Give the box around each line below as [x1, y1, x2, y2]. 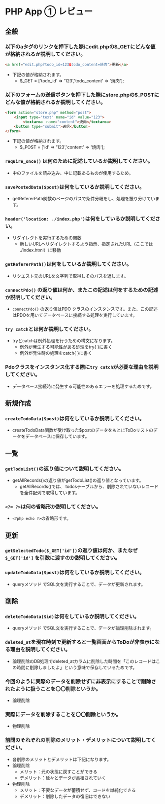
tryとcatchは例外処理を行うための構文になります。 [12, 338, 116, 344]
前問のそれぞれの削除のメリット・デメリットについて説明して [5, 737, 151, 744]
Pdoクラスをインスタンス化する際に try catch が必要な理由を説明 [5, 364, 159, 370]
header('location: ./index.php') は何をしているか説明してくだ [5, 215, 156, 222]
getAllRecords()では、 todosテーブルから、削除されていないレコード [19, 483, 159, 489]
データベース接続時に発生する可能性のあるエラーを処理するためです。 [12, 383, 154, 389]
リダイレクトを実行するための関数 [12, 235, 82, 241]
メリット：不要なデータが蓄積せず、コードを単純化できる [19, 787, 136, 793]
